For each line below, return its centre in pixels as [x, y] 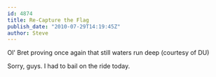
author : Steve [28, 33]
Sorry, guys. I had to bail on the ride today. [69, 66]
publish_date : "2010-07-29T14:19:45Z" [64, 26]
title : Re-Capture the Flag [48, 20]
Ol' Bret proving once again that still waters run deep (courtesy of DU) [108, 53]
